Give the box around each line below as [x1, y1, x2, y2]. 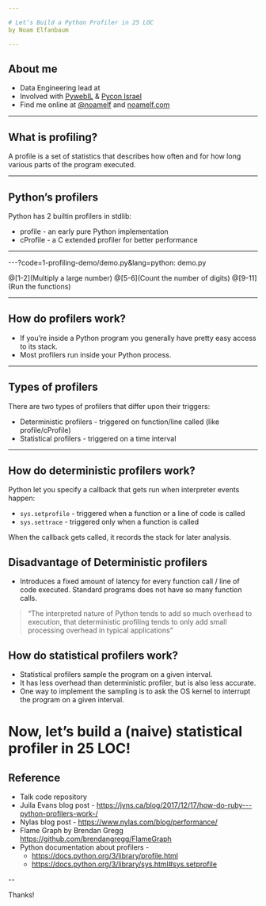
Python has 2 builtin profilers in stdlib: [8, 211, 132, 220]
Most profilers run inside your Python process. [19, 350, 172, 359]
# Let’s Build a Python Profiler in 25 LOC [8, 18, 154, 26]
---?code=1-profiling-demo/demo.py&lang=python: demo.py [8, 258, 207, 267]
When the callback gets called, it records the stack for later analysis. [8, 533, 232, 542]
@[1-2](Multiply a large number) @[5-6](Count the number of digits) [8, 273, 231, 282]
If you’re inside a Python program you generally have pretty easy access [19, 333, 256, 342]
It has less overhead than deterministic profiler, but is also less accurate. [19, 679, 256, 687]
